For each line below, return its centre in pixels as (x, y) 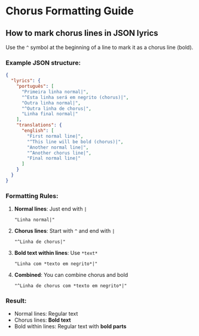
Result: (16, 301)
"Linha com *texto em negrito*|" (56, 264)
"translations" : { (39, 125)
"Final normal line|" (54, 158)
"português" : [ (35, 87)
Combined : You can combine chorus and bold (71, 275)
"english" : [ (38, 131)
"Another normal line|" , (58, 147)
